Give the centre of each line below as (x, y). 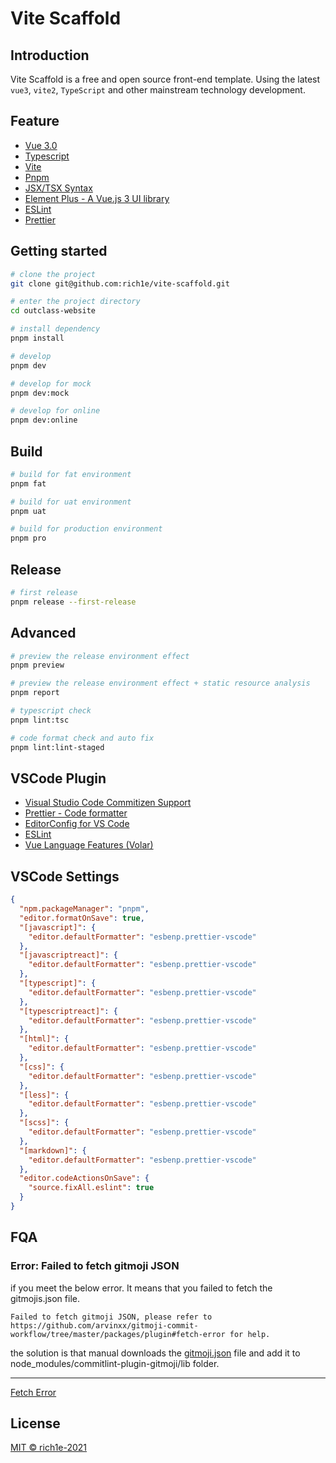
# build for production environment (86, 529)
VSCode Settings (65, 876)
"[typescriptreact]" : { (68, 1011)
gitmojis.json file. (45, 1298)
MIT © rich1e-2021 (49, 1448)
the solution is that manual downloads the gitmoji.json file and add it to (155, 1353)
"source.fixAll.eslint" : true (91, 1188)
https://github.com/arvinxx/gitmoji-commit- (104, 1325)
